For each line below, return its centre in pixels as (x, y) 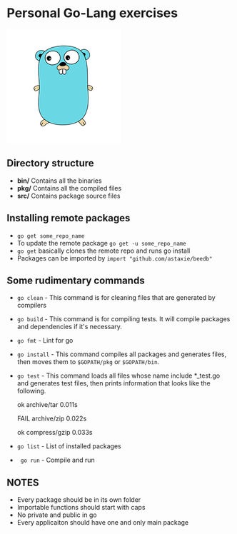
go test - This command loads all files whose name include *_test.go (118, 376)
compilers (32, 306)
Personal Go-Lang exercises (92, 13)
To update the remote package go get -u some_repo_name (101, 243)
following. (31, 391)
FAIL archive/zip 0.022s (52, 418)
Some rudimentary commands (76, 280)
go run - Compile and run (58, 460)
